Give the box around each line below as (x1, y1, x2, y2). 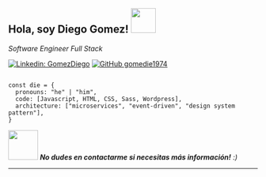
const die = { (8, 81, 55, 89)
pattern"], (8, 108, 44, 117)
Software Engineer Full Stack (8, 43, 103, 53)
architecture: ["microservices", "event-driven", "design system (15, 102, 236, 110)
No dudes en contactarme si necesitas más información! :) (39, 152, 238, 162)
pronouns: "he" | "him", (15, 88, 97, 96)
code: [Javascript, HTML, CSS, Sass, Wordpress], (15, 95, 182, 103)
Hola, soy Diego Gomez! (8, 23, 129, 36)
